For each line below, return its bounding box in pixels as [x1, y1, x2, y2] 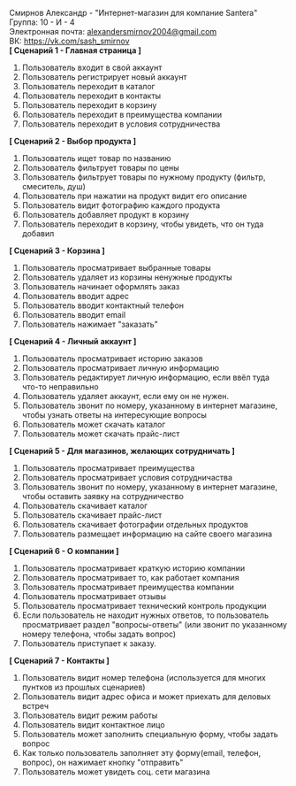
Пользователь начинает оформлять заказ [21, 281, 180, 291]
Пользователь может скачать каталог [21, 420, 166, 429]
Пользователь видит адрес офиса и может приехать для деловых [21, 691, 271, 702]
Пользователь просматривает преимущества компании [21, 582, 234, 592]
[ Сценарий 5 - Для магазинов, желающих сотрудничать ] [9, 446, 236, 456]
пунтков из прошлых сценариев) [21, 682, 146, 692]
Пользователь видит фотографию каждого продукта [21, 200, 221, 211]
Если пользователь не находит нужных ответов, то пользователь [21, 610, 269, 620]
